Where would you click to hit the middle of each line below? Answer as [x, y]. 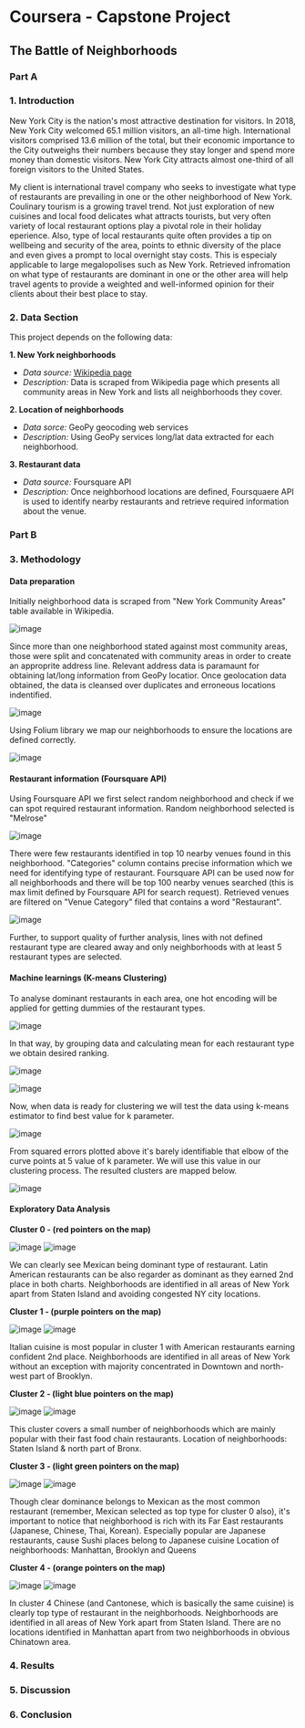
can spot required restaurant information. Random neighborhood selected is [152, 809]
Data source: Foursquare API [77, 482]
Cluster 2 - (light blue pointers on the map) [92, 1393]
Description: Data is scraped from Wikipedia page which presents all [151, 382]
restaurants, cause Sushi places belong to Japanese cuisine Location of [144, 1540]
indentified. [30, 695]
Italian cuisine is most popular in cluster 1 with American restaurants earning [152, 1346]
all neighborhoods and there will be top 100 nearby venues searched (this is [152, 883]
